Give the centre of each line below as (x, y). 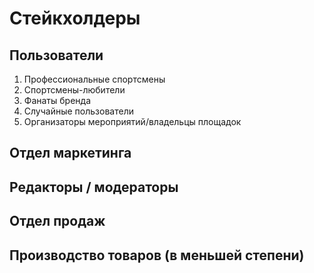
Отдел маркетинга (70, 153)
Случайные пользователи (78, 111)
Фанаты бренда (57, 100)
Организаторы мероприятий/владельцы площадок (132, 121)
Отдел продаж (57, 221)
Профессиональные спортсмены (94, 79)
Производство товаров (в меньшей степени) (157, 255)
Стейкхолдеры (75, 18)
